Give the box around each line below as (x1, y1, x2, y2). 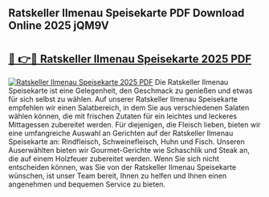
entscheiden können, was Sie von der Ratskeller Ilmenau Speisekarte (8, 163, 237, 171)
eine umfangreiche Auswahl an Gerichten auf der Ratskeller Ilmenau (8, 128, 234, 138)
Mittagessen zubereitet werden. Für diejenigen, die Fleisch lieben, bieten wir (8, 120, 261, 129)
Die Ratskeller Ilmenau (154, 78, 229, 86)
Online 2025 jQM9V (8, 19, 110, 33)
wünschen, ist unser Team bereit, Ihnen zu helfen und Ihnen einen (8, 171, 227, 180)
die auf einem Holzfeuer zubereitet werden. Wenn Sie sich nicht (8, 154, 219, 163)
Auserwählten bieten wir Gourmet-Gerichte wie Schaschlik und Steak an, (8, 146, 251, 155)
